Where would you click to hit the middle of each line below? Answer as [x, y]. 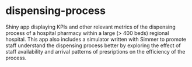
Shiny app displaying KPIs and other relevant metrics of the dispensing [90, 27]
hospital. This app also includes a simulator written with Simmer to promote [96, 39]
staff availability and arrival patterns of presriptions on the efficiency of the [95, 51]
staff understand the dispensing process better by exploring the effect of [93, 45]
